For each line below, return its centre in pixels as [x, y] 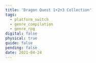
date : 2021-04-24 [24, 52]
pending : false [21, 48]
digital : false [21, 34]
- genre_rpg [23, 29]
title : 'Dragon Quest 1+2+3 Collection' [49, 10]
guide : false [19, 43]
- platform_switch [29, 19]
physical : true [21, 39]
